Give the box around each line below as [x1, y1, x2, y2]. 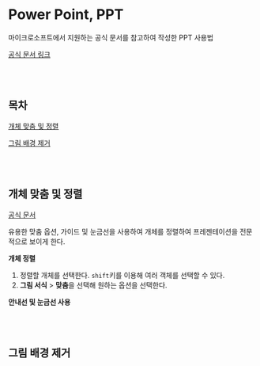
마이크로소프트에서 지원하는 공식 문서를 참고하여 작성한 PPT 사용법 [8, 32, 214, 42]
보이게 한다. [28, 236, 66, 246]
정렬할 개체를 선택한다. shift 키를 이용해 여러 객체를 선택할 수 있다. [19, 270, 225, 280]
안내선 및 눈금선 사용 [8, 297, 71, 307]
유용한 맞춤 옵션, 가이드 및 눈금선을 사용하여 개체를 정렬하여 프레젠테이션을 [8, 227, 239, 236]
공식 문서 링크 [8, 49, 51, 59]
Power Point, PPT [8, 6, 124, 24]
